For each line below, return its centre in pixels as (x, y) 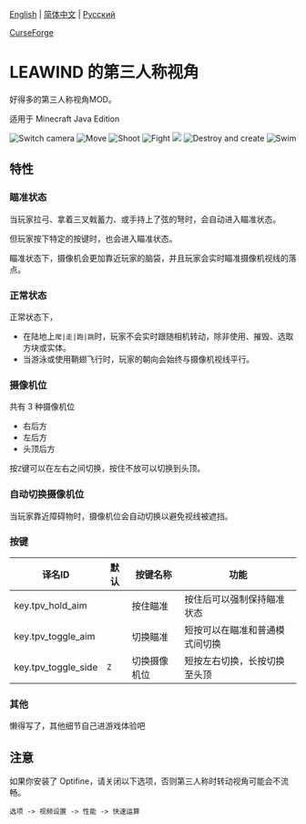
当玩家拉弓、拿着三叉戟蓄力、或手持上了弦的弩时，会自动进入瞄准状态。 (145, 219)
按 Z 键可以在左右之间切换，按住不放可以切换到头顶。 (107, 469)
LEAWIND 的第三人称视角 (104, 73)
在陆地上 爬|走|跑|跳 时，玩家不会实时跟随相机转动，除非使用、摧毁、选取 (158, 336)
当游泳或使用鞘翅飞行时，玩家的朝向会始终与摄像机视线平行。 (138, 359)
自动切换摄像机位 (47, 494)
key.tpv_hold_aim (51, 605)
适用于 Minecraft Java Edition (65, 119)
